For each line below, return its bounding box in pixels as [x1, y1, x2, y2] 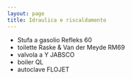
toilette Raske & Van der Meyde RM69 [17, 43, 126, 51]
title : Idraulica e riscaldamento [7, 17, 107, 24]
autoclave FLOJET [17, 65, 70, 73]
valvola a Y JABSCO [17, 50, 75, 59]
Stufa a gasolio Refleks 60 [17, 35, 92, 44]
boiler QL [17, 58, 44, 66]
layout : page [7, 10, 45, 17]
